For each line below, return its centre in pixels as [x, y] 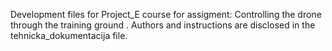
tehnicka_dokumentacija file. [69, 35]
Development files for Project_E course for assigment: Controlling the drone [166, 14]
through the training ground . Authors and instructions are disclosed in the [163, 25]
